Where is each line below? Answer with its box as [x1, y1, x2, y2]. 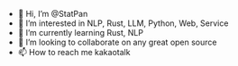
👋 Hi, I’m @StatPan [17, 9, 88, 19]
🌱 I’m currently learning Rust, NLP [17, 28, 144, 37]
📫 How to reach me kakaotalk [17, 47, 131, 57]
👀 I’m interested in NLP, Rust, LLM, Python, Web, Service [17, 18, 229, 29]
